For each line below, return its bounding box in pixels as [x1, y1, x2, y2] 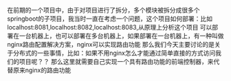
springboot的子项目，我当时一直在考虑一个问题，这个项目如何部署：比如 [7, 14, 213, 23]
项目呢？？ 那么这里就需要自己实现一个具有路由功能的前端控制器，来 [19, 58, 214, 65]
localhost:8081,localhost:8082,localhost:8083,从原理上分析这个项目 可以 [7, 23, 212, 31]
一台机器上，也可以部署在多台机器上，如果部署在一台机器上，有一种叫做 [19, 32, 224, 40]
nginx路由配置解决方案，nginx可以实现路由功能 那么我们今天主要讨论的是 [7, 40, 215, 48]
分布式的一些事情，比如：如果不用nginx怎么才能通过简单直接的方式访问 [12, 49, 216, 57]
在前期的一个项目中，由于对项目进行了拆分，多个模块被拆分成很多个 [7, 6, 200, 14]
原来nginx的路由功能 [12, 66, 71, 74]
